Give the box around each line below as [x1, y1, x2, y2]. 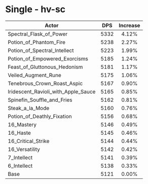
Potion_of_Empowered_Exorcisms [8, 55, 89, 62]
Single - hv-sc [5, 4, 66, 15]
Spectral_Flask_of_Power [8, 30, 68, 38]
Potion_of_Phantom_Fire [8, 39, 66, 46]
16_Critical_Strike [8, 137, 50, 144]
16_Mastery [8, 121, 37, 128]
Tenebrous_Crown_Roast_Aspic [8, 80, 83, 87]
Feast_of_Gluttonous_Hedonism [8, 63, 83, 70]
